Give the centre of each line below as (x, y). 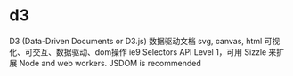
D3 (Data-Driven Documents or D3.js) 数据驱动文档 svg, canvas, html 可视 (145, 41)
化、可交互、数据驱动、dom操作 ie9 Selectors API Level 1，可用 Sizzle (138, 52)
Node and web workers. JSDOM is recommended (110, 63)
